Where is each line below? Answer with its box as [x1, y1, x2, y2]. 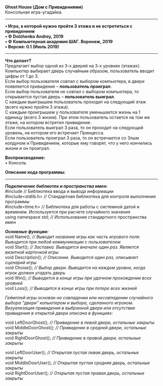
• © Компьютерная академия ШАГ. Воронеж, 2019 [5, 39, 113, 44]
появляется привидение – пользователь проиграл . [5, 83, 112, 89]
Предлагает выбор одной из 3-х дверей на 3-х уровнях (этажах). [5, 63, 141, 68]
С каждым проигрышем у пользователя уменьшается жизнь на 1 [5, 109, 141, 115]
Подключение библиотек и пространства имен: [5, 183, 108, 189]
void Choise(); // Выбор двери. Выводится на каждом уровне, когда [5, 265, 146, 271]
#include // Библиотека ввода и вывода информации [5, 189, 114, 194]
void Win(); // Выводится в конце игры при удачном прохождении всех [5, 275, 152, 281]
